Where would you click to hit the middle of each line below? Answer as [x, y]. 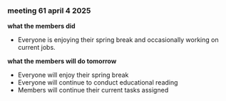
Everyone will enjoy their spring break [73, 75]
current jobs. [36, 48]
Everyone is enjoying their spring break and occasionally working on [118, 40]
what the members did [42, 26]
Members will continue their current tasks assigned [93, 90]
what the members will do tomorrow [62, 61]
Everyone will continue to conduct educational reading [98, 83]
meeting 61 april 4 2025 [49, 11]
